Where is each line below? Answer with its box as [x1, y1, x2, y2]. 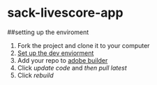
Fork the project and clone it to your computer [17, 41, 150, 49]
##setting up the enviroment [7, 28, 89, 36]
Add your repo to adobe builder [17, 56, 108, 64]
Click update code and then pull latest [17, 63, 127, 72]
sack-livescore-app [7, 5, 124, 21]
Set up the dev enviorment [17, 49, 94, 57]
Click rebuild [17, 71, 54, 79]
